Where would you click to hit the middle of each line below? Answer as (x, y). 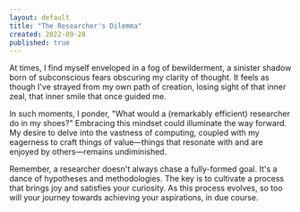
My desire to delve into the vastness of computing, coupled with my (134, 133)
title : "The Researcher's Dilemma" (76, 26)
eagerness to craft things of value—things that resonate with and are (136, 142)
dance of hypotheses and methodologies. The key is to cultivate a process (147, 179)
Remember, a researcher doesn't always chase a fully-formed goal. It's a (143, 169)
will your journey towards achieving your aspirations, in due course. (134, 198)
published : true (39, 42)
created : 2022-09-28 (48, 34)
